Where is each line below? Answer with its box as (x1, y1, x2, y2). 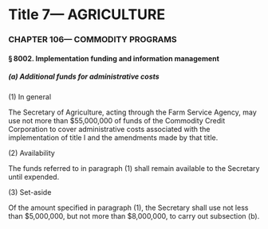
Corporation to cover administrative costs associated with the (8, 124, 211, 134)
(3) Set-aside (8, 187, 52, 196)
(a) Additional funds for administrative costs (8, 72, 160, 81)
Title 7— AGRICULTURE (8, 6, 166, 24)
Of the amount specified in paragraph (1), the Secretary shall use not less (8, 203, 249, 212)
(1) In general (8, 91, 52, 101)
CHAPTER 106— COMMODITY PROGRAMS (8, 34, 177, 45)
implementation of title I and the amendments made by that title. (8, 133, 219, 142)
